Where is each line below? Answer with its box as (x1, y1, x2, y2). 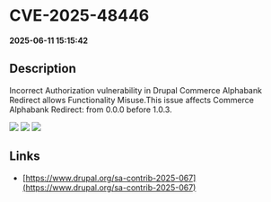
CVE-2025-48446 (9, 5, 150, 26)
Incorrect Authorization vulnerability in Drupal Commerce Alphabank (9, 84, 263, 95)
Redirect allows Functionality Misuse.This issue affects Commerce (9, 94, 254, 105)
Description (9, 61, 76, 76)
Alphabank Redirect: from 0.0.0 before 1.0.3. (9, 104, 172, 115)
